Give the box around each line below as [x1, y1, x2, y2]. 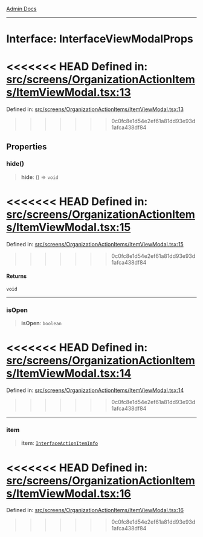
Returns [6, 272, 27, 280]
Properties [6, 141, 47, 152]
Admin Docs [6, 5, 37, 12]
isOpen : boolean [21, 320, 62, 327]
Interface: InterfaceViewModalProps [6, 32, 193, 46]
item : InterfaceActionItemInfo [21, 439, 98, 447]
